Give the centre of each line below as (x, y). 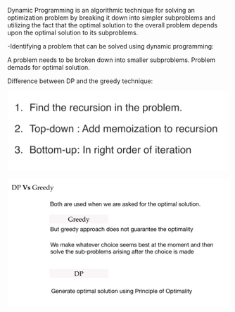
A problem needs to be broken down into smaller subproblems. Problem (112, 60)
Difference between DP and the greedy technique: (80, 81)
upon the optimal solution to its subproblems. (73, 32)
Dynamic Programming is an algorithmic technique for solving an (101, 10)
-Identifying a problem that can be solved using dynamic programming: (110, 46)
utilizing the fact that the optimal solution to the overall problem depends (113, 25)
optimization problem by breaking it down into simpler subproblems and (112, 18)
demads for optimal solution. (49, 67)
